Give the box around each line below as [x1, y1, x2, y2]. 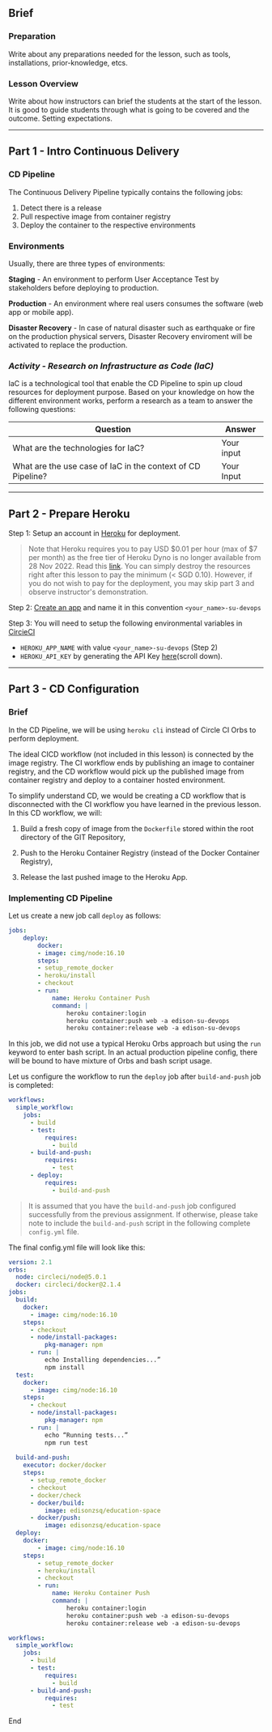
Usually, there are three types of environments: [8, 258, 166, 268]
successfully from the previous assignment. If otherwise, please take [28, 1209, 258, 1219]
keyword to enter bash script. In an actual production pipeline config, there [8, 1047, 258, 1057]
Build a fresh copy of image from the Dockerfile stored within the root [19, 823, 254, 833]
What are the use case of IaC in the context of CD [12, 461, 201, 472]
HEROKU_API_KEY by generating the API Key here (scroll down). [19, 652, 223, 661]
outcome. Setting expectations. [8, 113, 113, 123]
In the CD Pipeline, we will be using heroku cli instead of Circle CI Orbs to [8, 724, 257, 735]
